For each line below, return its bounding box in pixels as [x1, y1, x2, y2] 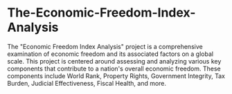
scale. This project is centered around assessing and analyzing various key [7, 57, 222, 65]
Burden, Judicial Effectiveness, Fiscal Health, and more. [7, 79, 167, 87]
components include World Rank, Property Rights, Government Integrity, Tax [7, 71, 225, 80]
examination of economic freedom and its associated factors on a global [7, 50, 213, 58]
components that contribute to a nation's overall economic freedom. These [7, 64, 221, 73]
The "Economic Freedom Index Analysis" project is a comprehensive [7, 42, 203, 50]
